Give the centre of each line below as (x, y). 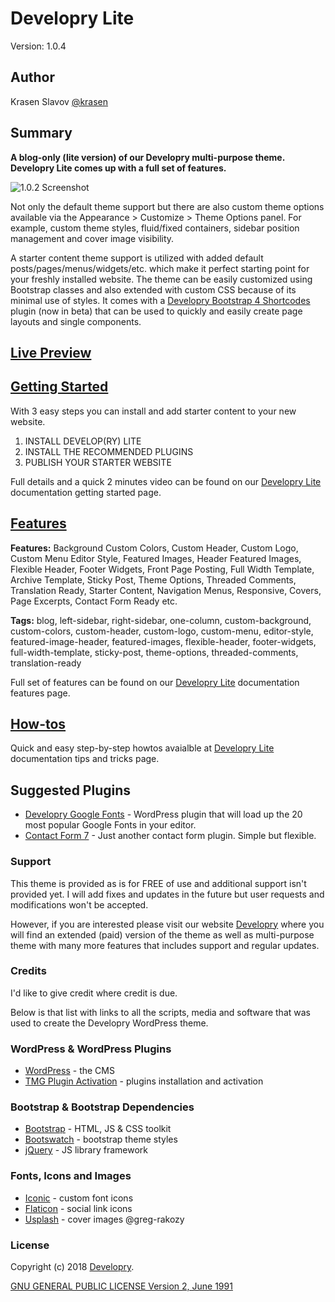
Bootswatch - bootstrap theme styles (101, 1139)
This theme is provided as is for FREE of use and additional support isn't (158, 883)
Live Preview (51, 352)
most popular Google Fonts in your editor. (110, 825)
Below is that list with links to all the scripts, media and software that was (160, 1012)
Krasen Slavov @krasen (59, 101)
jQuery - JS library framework (86, 1150)
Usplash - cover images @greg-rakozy (104, 1219)
